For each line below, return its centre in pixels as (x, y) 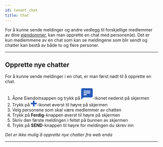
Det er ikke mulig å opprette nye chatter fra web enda (59, 135)
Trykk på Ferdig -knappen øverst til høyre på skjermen (66, 115)
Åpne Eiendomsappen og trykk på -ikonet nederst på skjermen (81, 98)
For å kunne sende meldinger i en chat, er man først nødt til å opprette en (78, 76)
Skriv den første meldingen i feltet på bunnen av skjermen (70, 120)
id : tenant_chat (21, 10)
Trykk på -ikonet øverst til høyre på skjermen (60, 105)
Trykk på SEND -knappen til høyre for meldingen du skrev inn (73, 125)
